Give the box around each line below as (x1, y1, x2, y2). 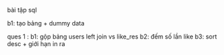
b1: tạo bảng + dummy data (7, 19, 85, 27)
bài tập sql (7, 6, 37, 14)
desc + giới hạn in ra (7, 40, 65, 47)
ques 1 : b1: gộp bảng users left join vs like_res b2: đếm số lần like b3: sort (7, 32, 217, 41)
